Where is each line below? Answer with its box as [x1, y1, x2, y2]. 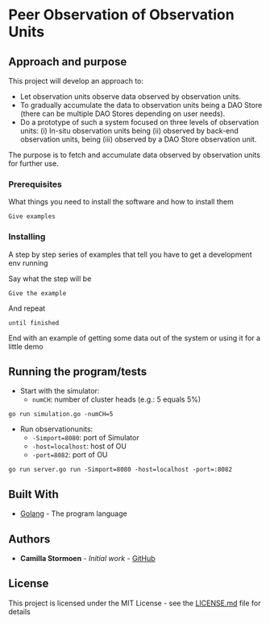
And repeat [8, 303, 46, 313]
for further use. [8, 159, 59, 168]
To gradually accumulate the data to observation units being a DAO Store [19, 101, 263, 109]
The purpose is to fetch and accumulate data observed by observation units [8, 151, 260, 159]
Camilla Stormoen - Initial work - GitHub [19, 554, 156, 563]
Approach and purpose [8, 55, 127, 68]
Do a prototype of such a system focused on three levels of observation [19, 118, 260, 126]
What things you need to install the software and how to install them [8, 197, 234, 207]
